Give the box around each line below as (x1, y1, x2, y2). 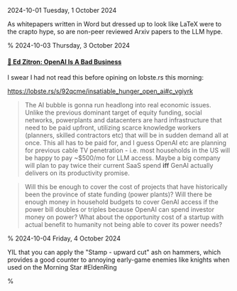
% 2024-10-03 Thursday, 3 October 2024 (7, 41, 130, 49)
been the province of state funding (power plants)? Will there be (24, 190, 212, 199)
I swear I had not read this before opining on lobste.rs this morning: (7, 73, 204, 82)
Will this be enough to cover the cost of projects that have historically (24, 183, 228, 191)
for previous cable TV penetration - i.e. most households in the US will (24, 146, 231, 155)
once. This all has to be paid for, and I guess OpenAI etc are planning (24, 139, 227, 147)
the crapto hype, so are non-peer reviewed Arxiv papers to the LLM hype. (7, 28, 224, 36)
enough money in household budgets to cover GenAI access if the (24, 198, 219, 206)
